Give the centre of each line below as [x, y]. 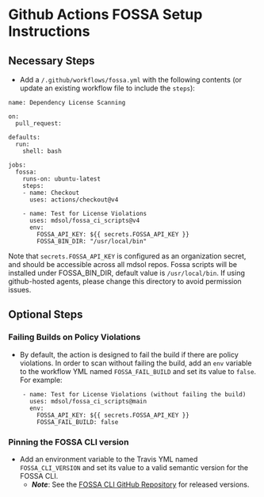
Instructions [49, 31]
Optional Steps [46, 315]
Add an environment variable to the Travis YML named [109, 459]
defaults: [25, 137]
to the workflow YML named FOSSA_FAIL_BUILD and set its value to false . [138, 371]
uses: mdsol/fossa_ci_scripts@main [88, 401]
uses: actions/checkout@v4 [74, 200]
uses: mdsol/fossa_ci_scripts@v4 [84, 220]
